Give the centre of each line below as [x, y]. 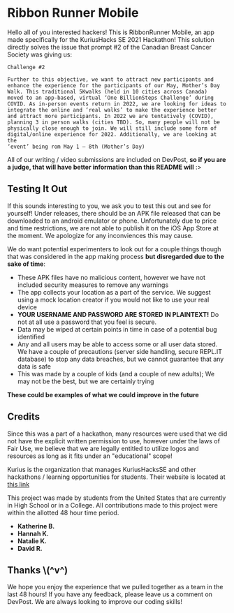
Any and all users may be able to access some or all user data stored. [117, 344]
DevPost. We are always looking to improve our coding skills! [95, 602]
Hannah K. [33, 533]
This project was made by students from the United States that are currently [117, 498]
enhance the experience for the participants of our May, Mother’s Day [114, 85]
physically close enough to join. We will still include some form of [112, 128]
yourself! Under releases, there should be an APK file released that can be [114, 213]
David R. [30, 548]
